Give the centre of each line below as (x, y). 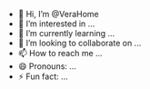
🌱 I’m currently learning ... (66, 33)
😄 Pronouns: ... (47, 66)
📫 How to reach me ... (60, 53)
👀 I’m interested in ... (56, 24)
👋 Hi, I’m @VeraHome (58, 14)
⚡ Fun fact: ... (43, 76)
